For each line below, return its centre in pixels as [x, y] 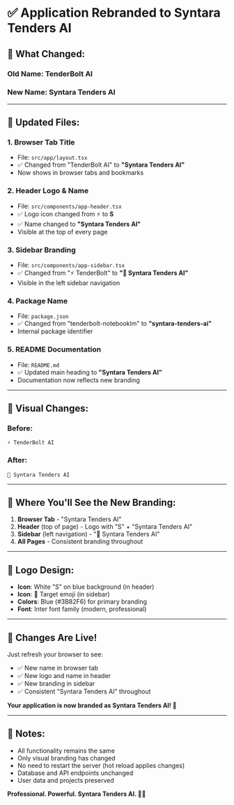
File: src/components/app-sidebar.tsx [71, 265]
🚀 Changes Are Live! [52, 637]
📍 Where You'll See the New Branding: [92, 503]
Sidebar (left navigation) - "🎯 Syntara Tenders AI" [88, 534]
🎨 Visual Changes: [48, 408]
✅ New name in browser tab [58, 668]
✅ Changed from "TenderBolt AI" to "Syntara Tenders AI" [101, 165]
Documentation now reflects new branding [79, 380]
